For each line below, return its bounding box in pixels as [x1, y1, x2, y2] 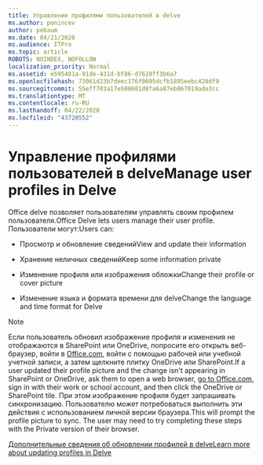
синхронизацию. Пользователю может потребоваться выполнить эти [8, 399, 243, 408]
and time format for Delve [19, 301, 103, 311]
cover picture [19, 278, 63, 287]
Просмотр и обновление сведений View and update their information [19, 239, 247, 249]
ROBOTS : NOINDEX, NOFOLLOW [8, 56, 97, 64]
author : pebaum [8, 26, 58, 34]
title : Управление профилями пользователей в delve [8, 11, 181, 20]
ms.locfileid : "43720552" [8, 114, 93, 122]
